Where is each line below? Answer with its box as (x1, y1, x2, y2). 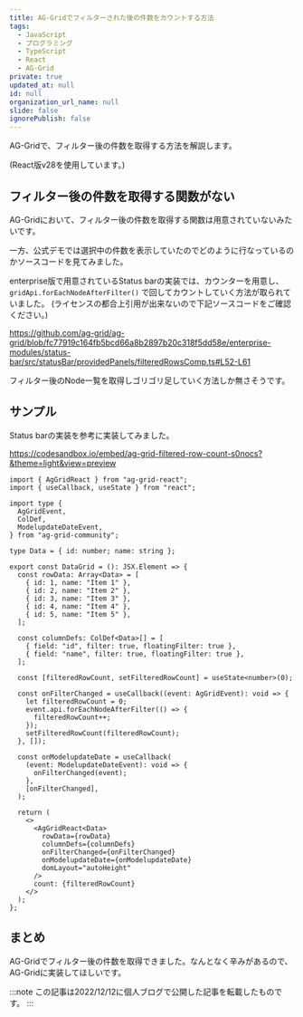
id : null (9, 89, 43, 98)
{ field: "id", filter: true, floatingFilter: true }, (25, 641, 237, 650)
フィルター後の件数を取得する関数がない (9, 188, 235, 204)
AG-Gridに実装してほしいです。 (9, 966, 127, 978)
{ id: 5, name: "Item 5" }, (25, 609, 131, 619)
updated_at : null (9, 81, 75, 90)
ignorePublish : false (9, 114, 91, 123)
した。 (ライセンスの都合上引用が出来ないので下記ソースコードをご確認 (24, 298, 292, 309)
